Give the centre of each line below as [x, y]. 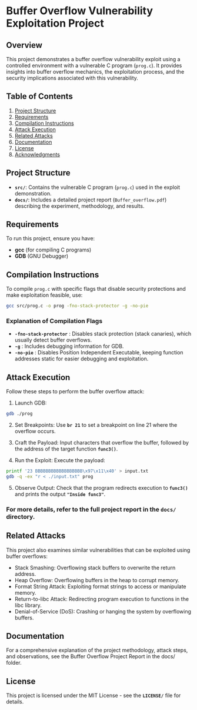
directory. [21, 516]
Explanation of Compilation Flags [54, 321]
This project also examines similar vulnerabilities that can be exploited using [98, 550]
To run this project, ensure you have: [51, 238]
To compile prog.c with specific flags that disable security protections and [96, 289]
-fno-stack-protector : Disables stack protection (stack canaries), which [103, 334]
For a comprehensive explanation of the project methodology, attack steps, [97, 650]
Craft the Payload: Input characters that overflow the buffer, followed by [102, 443]
